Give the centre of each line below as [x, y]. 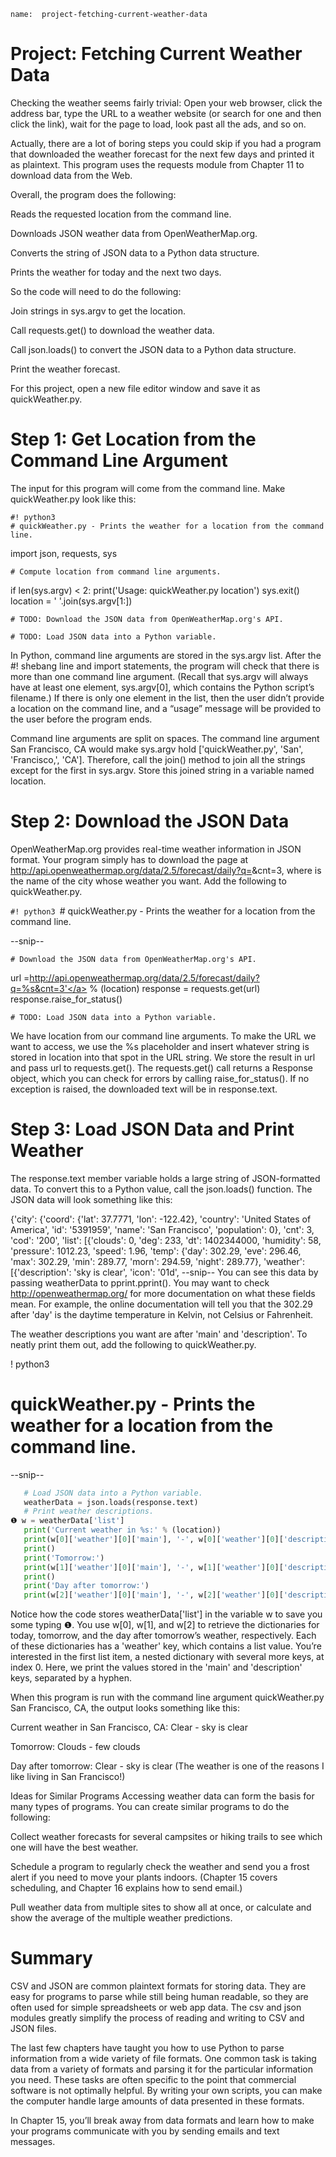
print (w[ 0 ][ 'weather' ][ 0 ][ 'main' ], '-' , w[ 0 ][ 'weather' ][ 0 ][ [153, 1540]
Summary [51, 1958]
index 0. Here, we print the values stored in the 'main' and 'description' [156, 1667]
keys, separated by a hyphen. [71, 1678]
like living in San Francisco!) [68, 1777]
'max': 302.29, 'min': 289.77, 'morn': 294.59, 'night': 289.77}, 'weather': [157, 1261]
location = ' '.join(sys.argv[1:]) [71, 601]
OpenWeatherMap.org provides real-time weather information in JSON [156, 849]
